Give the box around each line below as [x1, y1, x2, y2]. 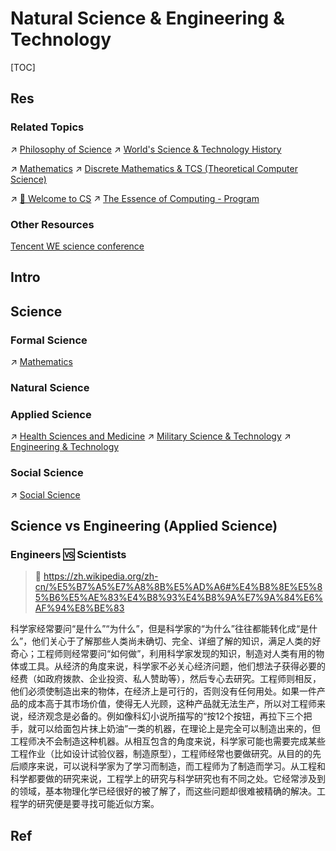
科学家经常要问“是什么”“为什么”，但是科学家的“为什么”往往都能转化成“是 [10, 623, 310, 635]
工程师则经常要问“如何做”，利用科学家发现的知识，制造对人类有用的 [36, 648, 317, 660]
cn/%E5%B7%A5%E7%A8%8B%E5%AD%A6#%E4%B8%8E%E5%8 [34, 581, 323, 593]
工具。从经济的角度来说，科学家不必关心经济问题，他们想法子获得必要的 [27, 660, 326, 672]
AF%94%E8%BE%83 [34, 602, 125, 614]
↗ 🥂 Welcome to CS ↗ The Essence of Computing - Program [10, 192, 260, 204]
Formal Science [10, 333, 88, 347]
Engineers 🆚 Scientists [10, 547, 127, 561]
